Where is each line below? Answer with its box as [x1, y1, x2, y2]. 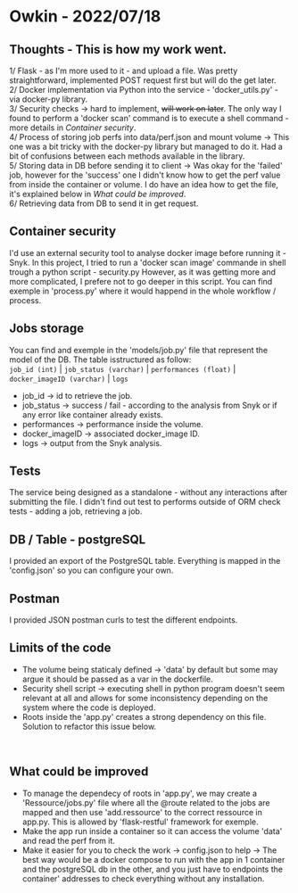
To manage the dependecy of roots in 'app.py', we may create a [21, 788, 257, 798]
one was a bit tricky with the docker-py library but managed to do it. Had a [9, 141, 283, 152]
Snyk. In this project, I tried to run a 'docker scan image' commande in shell [9, 257, 286, 268]
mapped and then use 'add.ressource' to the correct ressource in [21, 806, 263, 817]
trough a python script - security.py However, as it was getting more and [9, 266, 277, 277]
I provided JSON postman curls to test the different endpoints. [9, 615, 238, 625]
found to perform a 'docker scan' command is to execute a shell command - [9, 113, 289, 123]
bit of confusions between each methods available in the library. [9, 151, 245, 161]
